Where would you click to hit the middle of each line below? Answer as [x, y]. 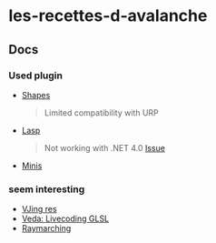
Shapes [36, 95]
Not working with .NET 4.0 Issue [104, 147]
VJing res [39, 209]
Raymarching [46, 228]
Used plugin [35, 76]
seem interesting [47, 189]
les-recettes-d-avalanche [108, 16]
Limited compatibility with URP [102, 112]
